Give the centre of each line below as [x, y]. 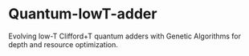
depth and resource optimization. [63, 44]
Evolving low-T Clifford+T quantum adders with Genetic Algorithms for [125, 36]
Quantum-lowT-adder [83, 14]
